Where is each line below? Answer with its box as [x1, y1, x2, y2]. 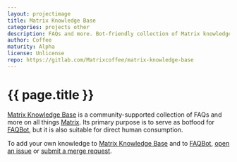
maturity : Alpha [7, 43, 55, 50]
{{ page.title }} [7, 86, 95, 103]
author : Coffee [7, 37, 52, 44]
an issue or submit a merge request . [7, 146, 112, 155]
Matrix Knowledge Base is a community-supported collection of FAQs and [7, 110, 222, 119]
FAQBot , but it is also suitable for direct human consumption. [7, 125, 183, 134]
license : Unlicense [7, 50, 65, 57]
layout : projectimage [7, 10, 71, 18]
